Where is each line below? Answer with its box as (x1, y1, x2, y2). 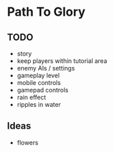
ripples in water (16, 101, 61, 108)
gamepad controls (16, 86, 69, 94)
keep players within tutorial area (16, 57, 108, 65)
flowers (16, 138, 39, 147)
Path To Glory (7, 4, 86, 20)
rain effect (16, 93, 46, 101)
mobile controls (16, 79, 61, 86)
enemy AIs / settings (16, 64, 75, 72)
